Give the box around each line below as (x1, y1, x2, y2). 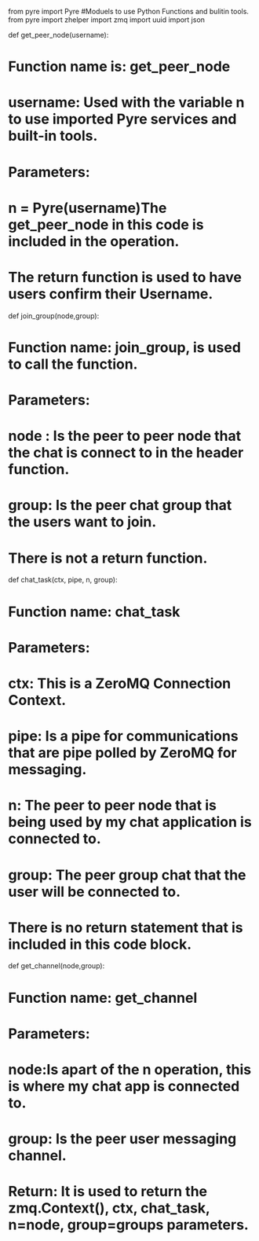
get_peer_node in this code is (8, 215, 204, 233)
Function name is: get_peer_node (8, 58, 231, 75)
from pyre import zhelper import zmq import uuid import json (8, 15, 206, 24)
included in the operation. (8, 232, 180, 250)
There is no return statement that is (8, 919, 243, 936)
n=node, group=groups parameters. (8, 1216, 249, 1234)
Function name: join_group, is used (8, 338, 242, 356)
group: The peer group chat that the (8, 866, 246, 883)
